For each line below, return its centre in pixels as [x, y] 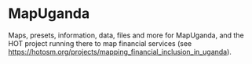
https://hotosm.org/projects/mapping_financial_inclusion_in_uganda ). [120, 52]
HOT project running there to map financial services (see [100, 43]
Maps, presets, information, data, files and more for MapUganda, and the [126, 35]
